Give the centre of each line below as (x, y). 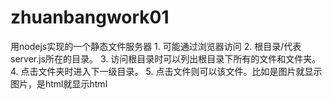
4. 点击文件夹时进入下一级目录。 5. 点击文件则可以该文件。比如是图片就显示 (166, 71)
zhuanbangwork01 (90, 17)
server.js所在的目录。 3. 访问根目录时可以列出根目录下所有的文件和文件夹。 (166, 58)
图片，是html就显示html (59, 83)
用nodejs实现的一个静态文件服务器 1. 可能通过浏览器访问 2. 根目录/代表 (156, 46)
